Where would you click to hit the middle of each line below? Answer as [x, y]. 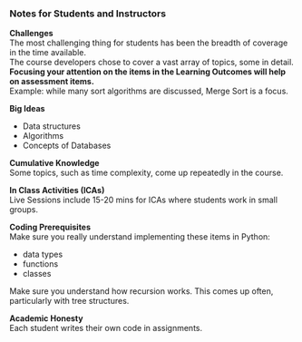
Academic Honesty [46, 318]
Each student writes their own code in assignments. [106, 328]
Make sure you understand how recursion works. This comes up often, [141, 291]
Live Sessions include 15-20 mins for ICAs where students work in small [144, 200]
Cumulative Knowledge [54, 163]
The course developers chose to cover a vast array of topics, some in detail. [152, 63]
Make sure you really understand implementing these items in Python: [140, 237]
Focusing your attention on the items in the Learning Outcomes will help [148, 72]
